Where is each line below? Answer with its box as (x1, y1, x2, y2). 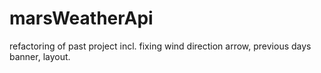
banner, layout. (9, 50, 71, 62)
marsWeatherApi (9, 7, 154, 30)
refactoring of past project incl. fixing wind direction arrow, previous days (9, 40, 312, 52)
